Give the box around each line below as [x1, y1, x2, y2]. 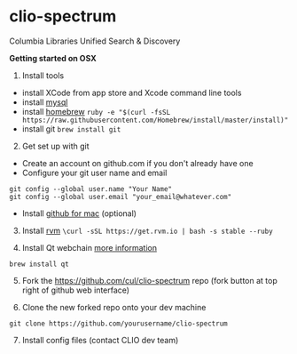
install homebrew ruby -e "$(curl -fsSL [21, 106, 171, 117]
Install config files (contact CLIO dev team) [21, 334, 179, 345]
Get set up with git [21, 141, 90, 151]
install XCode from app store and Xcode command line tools [21, 87, 242, 98]
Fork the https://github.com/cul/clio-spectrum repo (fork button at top [21, 275, 277, 286]
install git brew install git [21, 123, 121, 134]
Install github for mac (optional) [21, 207, 137, 219]
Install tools [21, 69, 65, 81]
